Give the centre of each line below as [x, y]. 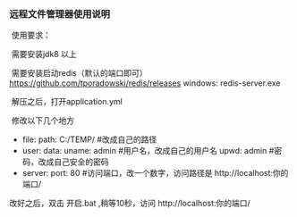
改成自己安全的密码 [73, 162]
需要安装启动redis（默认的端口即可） [79, 73]
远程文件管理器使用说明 [59, 13]
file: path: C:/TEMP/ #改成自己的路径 [89, 139]
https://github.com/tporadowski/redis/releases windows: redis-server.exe [145, 83]
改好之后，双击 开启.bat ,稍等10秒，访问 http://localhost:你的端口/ [130, 204]
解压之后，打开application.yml [67, 102]
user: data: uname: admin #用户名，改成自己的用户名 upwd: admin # [148, 151]
